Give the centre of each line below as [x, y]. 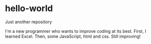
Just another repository [29, 22]
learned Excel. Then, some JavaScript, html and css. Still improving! [73, 36]
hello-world [29, 8]
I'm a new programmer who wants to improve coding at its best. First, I [76, 31]
